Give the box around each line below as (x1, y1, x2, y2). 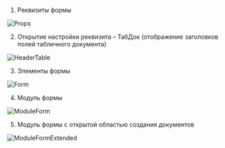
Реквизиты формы (17, 6, 72, 14)
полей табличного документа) (17, 40, 107, 48)
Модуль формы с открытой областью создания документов (17, 120, 195, 129)
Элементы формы (17, 67, 70, 75)
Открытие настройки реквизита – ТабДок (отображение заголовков (17, 33, 219, 41)
